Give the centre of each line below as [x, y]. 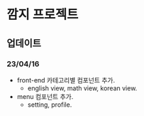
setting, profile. [50, 105]
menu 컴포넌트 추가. [45, 96]
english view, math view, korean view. [82, 88]
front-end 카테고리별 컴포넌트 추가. [66, 80]
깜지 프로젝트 [43, 15]
